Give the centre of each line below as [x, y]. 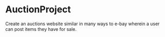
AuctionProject [38, 10]
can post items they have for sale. [41, 29]
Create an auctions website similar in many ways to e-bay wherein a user [82, 24]
